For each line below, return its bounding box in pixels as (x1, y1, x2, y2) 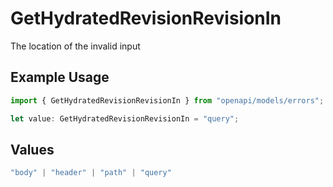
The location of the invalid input (10, 40, 141, 52)
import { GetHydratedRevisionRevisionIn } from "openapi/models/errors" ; (10, 95, 325, 106)
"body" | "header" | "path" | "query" (10, 168, 172, 178)
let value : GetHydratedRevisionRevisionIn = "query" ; (10, 113, 240, 124)
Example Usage (10, 69, 110, 86)
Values (10, 141, 55, 158)
